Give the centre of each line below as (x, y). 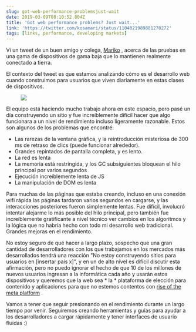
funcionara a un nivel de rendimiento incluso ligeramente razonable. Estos (95, 122)
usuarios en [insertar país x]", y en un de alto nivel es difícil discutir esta (93, 261)
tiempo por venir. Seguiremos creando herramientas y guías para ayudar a (96, 311)
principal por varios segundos (51, 170)
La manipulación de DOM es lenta (55, 183)
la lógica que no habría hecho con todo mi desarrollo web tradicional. (90, 225)
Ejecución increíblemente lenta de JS (59, 176)
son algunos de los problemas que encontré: (60, 128)
